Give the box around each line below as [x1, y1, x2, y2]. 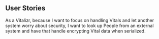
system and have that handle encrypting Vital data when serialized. [5, 27, 146, 34]
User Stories [5, 4, 46, 12]
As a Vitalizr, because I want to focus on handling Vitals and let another [5, 17, 154, 23]
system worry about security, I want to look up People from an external [5, 22, 154, 28]
